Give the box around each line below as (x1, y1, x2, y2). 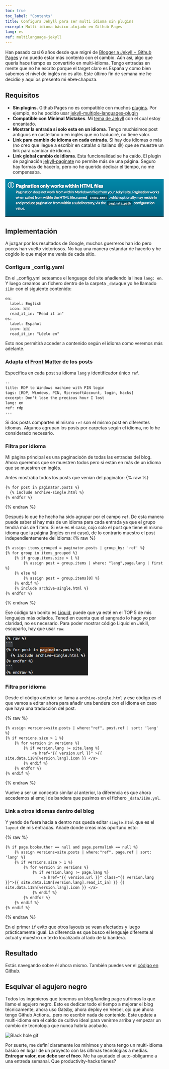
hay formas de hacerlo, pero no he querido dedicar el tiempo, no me (12, 163, 154, 170)
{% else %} (14, 571, 37, 576)
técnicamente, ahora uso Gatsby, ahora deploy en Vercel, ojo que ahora (5, 1006, 154, 1012)
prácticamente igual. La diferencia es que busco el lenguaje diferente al (5, 929, 153, 935)
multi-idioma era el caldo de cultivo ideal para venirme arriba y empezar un (5, 1017, 161, 1024)
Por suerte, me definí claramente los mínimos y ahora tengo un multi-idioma (5, 1042, 162, 1048)
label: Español (10, 321, 42, 326)
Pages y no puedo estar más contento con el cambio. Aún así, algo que (5, 54, 153, 61)
